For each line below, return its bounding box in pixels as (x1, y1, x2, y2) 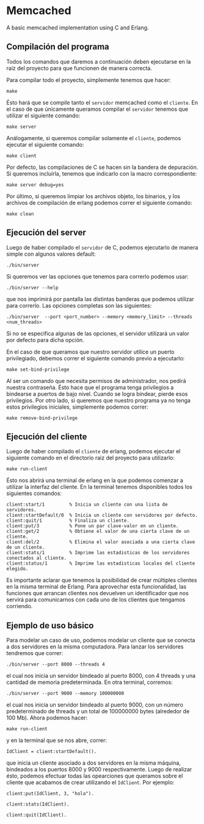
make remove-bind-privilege (6, 415, 78, 421)
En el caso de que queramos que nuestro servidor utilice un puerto (6, 348, 175, 355)
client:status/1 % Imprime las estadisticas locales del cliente (6, 560, 195, 566)
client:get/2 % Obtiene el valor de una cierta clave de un (6, 529, 190, 535)
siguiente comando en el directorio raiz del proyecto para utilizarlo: (6, 454, 175, 462)
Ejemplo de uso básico (6, 620, 94, 631)
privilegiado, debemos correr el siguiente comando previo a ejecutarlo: (6, 354, 185, 362)
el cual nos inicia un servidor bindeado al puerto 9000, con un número (6, 701, 183, 708)
